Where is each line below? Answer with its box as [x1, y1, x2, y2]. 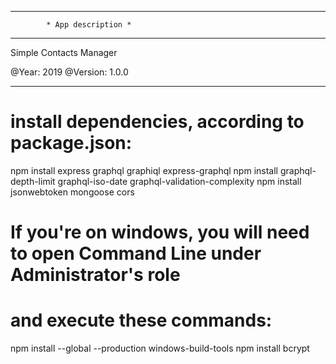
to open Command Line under [10, 242, 262, 265]
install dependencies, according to [10, 111, 305, 133]
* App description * [46, 20, 132, 30]
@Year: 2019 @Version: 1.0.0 [10, 66, 129, 78]
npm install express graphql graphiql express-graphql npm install [10, 164, 278, 176]
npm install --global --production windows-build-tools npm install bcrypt [10, 342, 310, 355]
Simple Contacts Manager [10, 47, 118, 58]
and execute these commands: [10, 309, 273, 332]
